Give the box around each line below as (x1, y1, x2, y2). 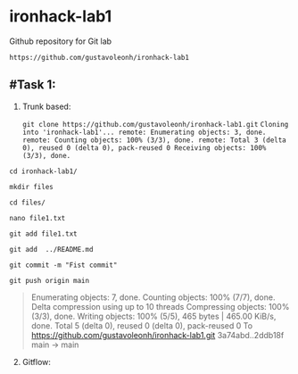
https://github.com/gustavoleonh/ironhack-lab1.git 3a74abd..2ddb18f (30, 329, 285, 340)
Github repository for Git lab (9, 36, 112, 46)
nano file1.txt (9, 213, 66, 222)
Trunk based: (21, 101, 71, 112)
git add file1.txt (9, 229, 78, 238)
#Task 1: (9, 78, 56, 93)
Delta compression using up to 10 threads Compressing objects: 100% (30, 301, 290, 312)
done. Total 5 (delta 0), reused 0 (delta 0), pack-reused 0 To (30, 320, 252, 331)
